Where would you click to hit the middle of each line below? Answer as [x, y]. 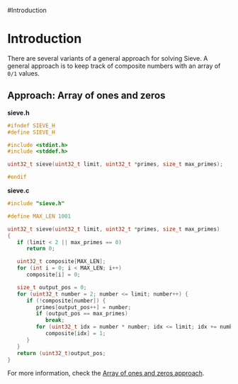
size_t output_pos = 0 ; [52, 287]
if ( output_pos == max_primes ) [82, 314]
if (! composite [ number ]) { [66, 301]
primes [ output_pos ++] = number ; [84, 307]
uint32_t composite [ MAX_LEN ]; [61, 262]
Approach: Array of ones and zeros [86, 96]
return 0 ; [40, 249]
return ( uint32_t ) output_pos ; [61, 353]
